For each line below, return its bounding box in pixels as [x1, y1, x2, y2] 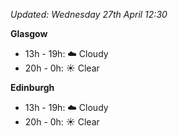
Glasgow [10, 28, 48, 39]
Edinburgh [10, 82, 55, 93]
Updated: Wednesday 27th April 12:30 [10, 9, 168, 20]
